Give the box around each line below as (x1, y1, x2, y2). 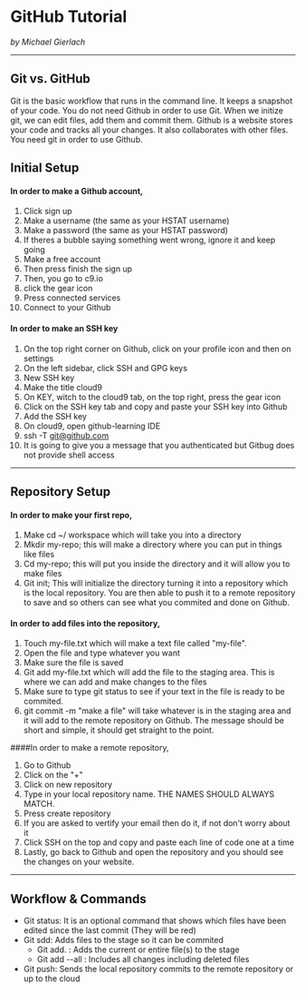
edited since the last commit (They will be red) (23, 925, 197, 936)
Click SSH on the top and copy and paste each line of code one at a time (23, 837, 295, 848)
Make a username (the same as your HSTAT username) (23, 215, 230, 226)
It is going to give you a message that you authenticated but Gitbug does (23, 439, 295, 450)
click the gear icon (23, 283, 93, 294)
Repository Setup (10, 484, 111, 499)
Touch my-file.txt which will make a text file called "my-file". (23, 638, 247, 649)
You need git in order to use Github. (10, 133, 143, 144)
